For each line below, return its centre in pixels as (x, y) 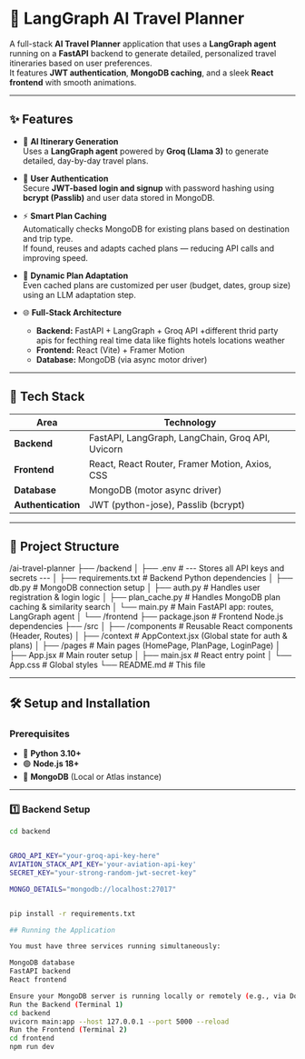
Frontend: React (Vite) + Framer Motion (110, 350)
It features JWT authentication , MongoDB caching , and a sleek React (142, 73)
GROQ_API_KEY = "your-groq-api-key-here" (85, 856)
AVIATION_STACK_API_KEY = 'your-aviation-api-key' (103, 864)
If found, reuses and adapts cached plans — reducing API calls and (148, 248)
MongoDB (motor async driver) (156, 490)
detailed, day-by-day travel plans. (85, 160)
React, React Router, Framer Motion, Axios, (181, 464)
